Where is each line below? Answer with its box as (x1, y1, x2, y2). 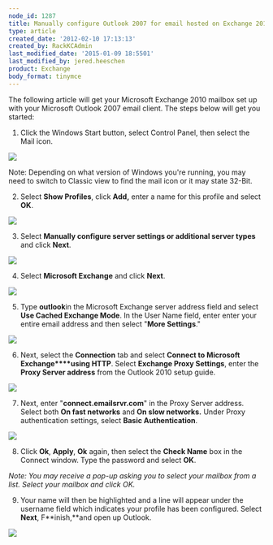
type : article (8, 27, 57, 35)
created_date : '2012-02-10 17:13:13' (8, 34, 136, 43)
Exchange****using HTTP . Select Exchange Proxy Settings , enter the (19, 358, 259, 368)
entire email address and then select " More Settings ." (19, 318, 201, 329)
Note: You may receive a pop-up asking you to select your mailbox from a (8, 470, 257, 480)
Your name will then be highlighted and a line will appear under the (19, 495, 244, 504)
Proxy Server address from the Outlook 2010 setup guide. (19, 367, 216, 377)
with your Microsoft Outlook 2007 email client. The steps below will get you (8, 103, 261, 113)
